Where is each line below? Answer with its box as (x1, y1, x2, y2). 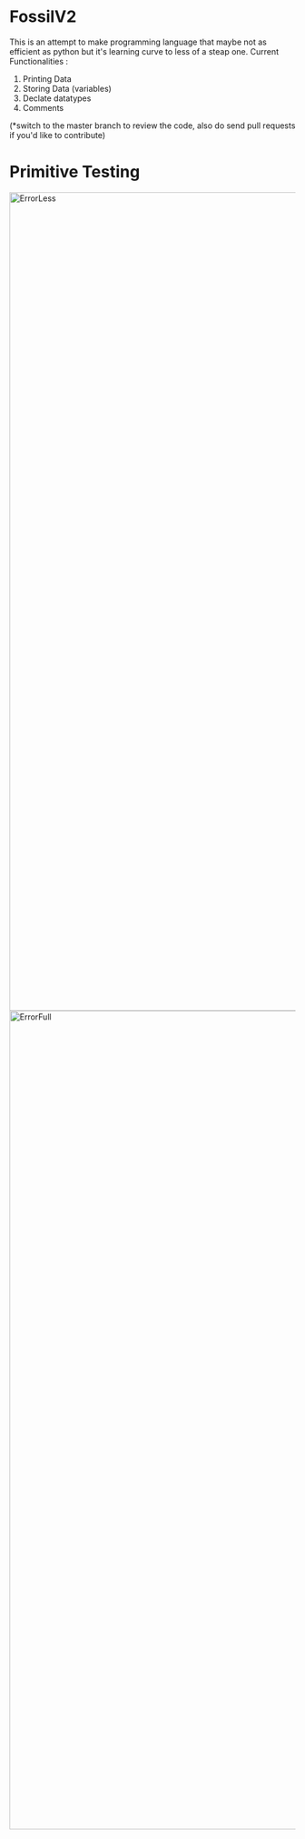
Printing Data (22, 73, 73, 84)
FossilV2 (9, 6, 77, 27)
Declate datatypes (22, 93, 92, 104)
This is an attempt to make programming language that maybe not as (9, 36, 268, 47)
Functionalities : (9, 55, 69, 66)
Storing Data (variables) (22, 83, 112, 94)
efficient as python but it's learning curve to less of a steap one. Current (9, 45, 280, 56)
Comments (22, 102, 64, 113)
